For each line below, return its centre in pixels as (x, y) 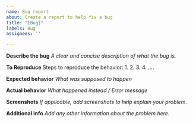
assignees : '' (24, 34)
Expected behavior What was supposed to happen (69, 79)
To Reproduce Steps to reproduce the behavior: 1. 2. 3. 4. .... (80, 67)
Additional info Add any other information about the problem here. (88, 113)
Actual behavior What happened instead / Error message (77, 90)
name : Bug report (28, 12)
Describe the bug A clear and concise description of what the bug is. (91, 56)
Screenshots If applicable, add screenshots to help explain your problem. (96, 102)
